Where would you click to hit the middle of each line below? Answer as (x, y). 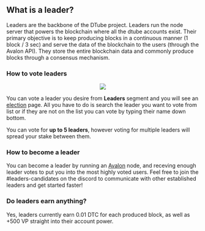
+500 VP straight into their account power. (60, 221)
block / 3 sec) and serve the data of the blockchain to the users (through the (102, 44)
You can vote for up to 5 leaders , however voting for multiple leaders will (98, 130)
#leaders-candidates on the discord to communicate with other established (101, 179)
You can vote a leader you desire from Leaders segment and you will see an (102, 98)
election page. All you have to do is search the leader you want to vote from (102, 105)
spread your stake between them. (49, 136)
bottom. (16, 118)
